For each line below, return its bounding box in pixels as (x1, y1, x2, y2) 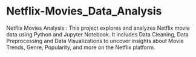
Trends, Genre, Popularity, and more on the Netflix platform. (6, 44, 155, 51)
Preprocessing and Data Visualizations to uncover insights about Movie (6, 37, 184, 44)
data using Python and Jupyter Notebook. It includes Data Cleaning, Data (6, 30, 189, 38)
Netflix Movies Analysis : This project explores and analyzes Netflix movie (6, 24, 190, 32)
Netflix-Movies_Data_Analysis (6, 4, 162, 18)
